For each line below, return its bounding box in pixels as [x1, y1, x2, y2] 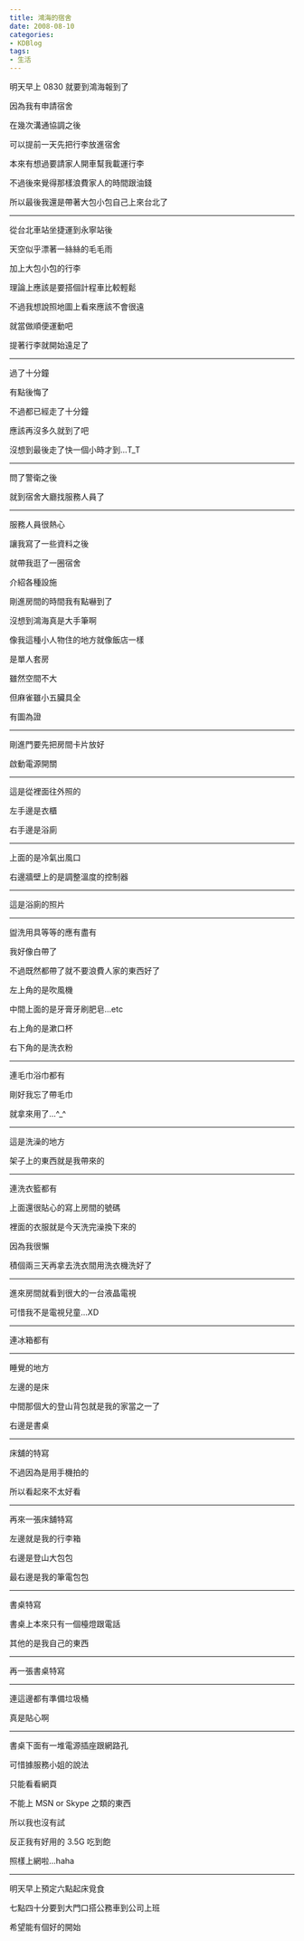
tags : [9, 47, 30, 56]
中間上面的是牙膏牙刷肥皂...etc [9, 1004, 124, 1014]
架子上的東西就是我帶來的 [9, 1156, 105, 1166]
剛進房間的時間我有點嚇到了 [9, 596, 113, 606]
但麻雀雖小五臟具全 [9, 692, 81, 702]
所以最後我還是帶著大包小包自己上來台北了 [9, 196, 168, 207]
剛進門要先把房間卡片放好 [9, 739, 105, 749]
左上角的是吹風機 [9, 985, 73, 995]
